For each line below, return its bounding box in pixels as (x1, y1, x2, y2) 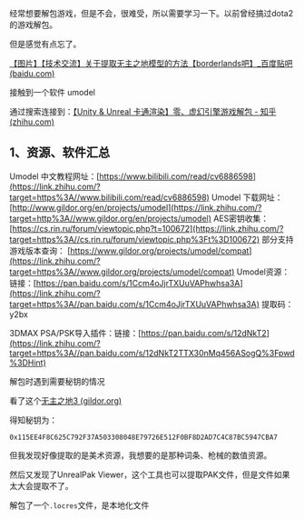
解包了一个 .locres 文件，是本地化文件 (9, 499, 150, 511)
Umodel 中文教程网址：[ (9, 171, 100, 182)
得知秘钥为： (9, 414, 57, 425)
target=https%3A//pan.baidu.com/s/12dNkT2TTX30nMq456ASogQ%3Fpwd (9, 347, 295, 358)
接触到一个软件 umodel (9, 87, 95, 97)
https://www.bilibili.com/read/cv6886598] (99, 171, 257, 182)
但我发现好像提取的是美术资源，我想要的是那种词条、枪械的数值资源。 (9, 449, 272, 461)
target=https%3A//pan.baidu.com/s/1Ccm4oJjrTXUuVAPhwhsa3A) (9, 298, 260, 309)
